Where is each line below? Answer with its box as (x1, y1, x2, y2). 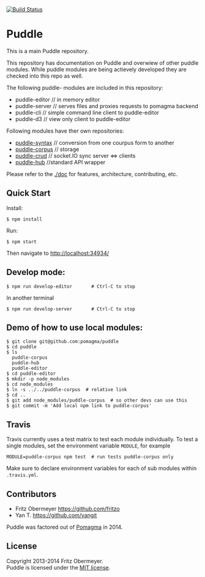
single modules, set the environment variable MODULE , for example (6, 442, 171, 449)
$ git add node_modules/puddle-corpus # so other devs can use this (6, 397, 188, 403)
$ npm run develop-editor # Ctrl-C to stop (6, 283, 136, 290)
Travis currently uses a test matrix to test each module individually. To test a (6, 436, 198, 443)
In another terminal (6, 294, 54, 301)
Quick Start (6, 188, 51, 199)
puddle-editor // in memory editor (15, 95, 100, 103)
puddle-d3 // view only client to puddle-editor (15, 115, 131, 122)
